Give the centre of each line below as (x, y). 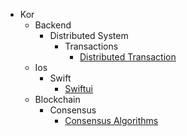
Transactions (91, 46)
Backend (53, 25)
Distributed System (89, 35)
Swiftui (78, 88)
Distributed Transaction (128, 57)
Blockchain (57, 99)
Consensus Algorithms (111, 120)
